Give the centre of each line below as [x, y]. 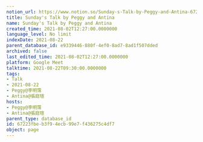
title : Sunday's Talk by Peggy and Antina [60, 18]
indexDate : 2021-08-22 [35, 40]
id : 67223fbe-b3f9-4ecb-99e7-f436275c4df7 [60, 124]
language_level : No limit [39, 34]
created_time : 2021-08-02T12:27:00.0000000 [62, 29]
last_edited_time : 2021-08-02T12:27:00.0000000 [67, 57]
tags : [13, 74]
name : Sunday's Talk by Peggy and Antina [59, 23]
